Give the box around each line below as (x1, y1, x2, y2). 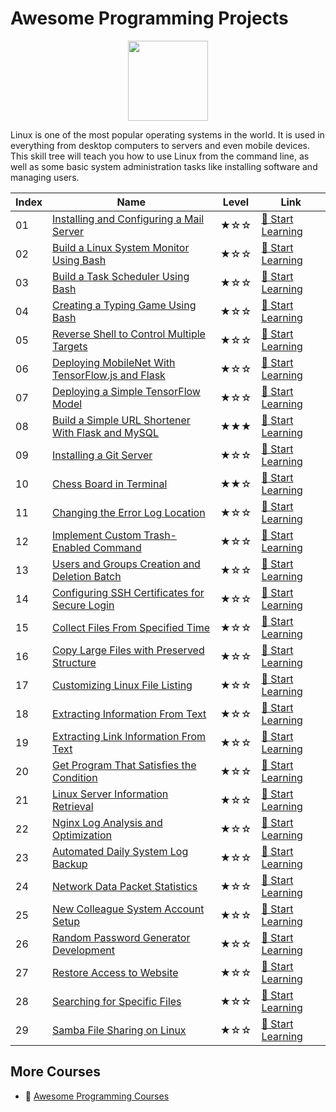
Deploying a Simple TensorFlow (52, 384, 201, 398)
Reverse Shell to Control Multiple (52, 327, 206, 341)
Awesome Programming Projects (10, 7, 289, 30)
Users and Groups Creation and (52, 557, 201, 571)
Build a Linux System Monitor (52, 240, 190, 254)
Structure (52, 655, 97, 669)
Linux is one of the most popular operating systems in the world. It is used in (10, 128, 325, 141)
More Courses (10, 1063, 102, 1081)
